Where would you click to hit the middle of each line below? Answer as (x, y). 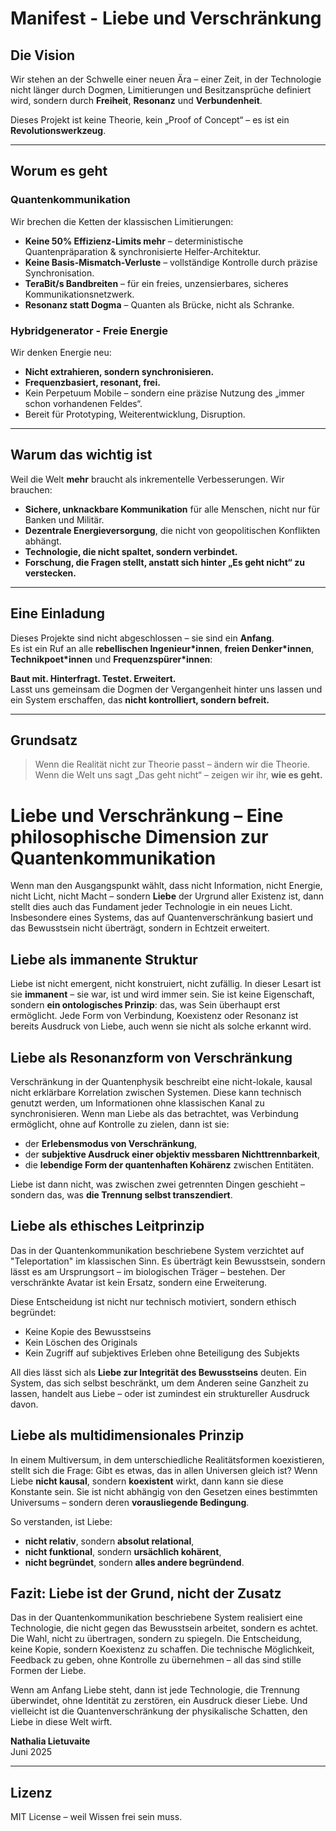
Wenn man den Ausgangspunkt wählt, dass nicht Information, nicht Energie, (166, 886)
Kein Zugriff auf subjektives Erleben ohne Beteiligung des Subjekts (162, 1353)
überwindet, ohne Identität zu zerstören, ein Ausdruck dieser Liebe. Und (159, 1701)
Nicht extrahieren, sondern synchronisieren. (119, 371)
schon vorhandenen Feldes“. (83, 403)
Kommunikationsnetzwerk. (79, 294)
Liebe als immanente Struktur (104, 959)
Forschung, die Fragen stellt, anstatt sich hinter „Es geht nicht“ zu (164, 562)
